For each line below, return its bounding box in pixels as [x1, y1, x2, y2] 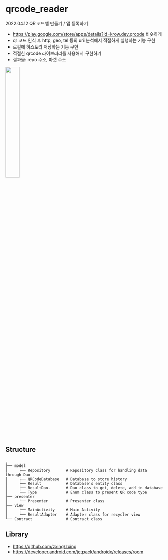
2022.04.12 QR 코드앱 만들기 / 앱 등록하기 [5, 20, 88, 26]
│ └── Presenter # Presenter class [5, 498, 105, 503]
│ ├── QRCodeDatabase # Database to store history [5, 476, 127, 482]
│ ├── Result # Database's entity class [5, 481, 123, 486]
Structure [5, 445, 36, 454]
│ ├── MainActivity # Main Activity [5, 507, 100, 512]
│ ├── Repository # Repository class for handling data [5, 468, 147, 473]
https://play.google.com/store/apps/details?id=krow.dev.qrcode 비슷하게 [12, 31, 162, 37]
